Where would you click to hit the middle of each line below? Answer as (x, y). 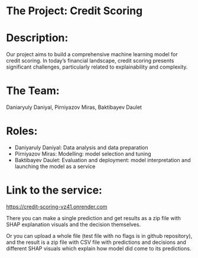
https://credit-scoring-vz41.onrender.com (57, 207)
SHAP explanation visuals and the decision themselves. (74, 224)
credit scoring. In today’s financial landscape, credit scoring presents (90, 61)
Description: (37, 38)
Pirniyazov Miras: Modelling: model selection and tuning (83, 154)
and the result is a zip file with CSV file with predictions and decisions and (96, 242)
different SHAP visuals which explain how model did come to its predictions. (99, 248)
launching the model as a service (55, 166)
